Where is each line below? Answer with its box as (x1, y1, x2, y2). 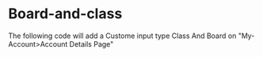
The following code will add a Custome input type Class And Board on (8, 31, 237, 40)
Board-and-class (8, 5, 123, 23)
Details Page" (69, 39, 114, 48)
